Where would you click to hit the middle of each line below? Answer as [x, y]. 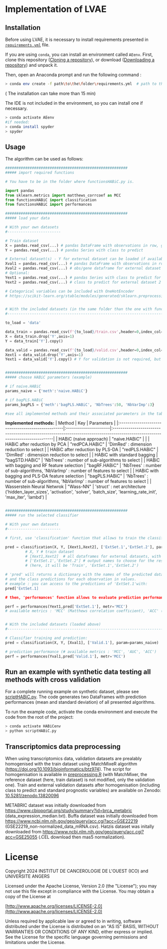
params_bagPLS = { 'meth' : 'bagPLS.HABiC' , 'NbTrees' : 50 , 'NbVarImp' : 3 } [80, 405]
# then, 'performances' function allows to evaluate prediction [73, 597]
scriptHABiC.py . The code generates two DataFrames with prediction [76, 697]
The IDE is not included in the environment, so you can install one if [74, 103]
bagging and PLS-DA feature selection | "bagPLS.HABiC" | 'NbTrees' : [77, 476]
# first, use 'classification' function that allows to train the [75, 538]
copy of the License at [28, 896]
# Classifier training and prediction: [46, 638]
